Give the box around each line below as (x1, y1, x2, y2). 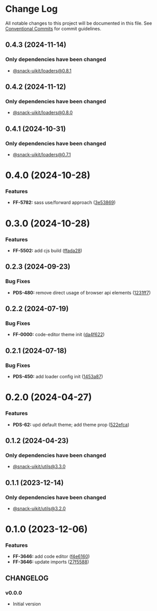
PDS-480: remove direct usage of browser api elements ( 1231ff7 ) (12, 289, 151, 295)
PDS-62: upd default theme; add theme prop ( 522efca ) (12, 421, 129, 428)
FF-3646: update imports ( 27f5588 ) (12, 559, 89, 565)
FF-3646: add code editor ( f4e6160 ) (12, 553, 90, 560)
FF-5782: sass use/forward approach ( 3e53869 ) (12, 199, 116, 206)
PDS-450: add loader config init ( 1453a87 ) (12, 374, 103, 380)
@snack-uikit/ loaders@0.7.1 (12, 152, 71, 157)
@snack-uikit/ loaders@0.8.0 (12, 109, 73, 116)
